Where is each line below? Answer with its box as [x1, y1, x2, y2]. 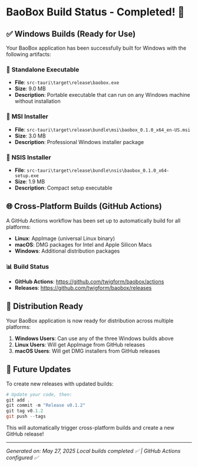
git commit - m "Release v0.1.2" [6, 403, 85, 409]
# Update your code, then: [6, 391, 72, 397]
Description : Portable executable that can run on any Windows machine [14, 92, 190, 99]
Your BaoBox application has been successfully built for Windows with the [6, 44, 187, 51]
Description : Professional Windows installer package [14, 138, 144, 145]
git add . [6, 397, 31, 403]
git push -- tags [6, 413, 46, 420]
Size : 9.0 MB [14, 85, 46, 92]
